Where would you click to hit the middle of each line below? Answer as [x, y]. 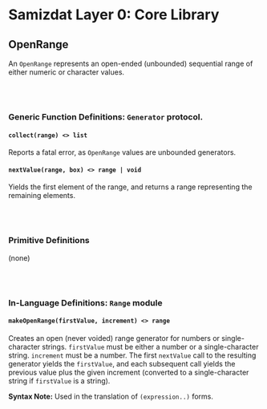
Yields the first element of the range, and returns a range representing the [130, 187]
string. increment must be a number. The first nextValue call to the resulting [132, 355]
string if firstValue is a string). [59, 381]
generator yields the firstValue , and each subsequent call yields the [122, 363]
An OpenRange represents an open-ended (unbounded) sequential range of [131, 63]
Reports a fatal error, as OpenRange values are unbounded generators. [122, 152]
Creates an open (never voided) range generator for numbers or [114, 338]
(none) [19, 257]
